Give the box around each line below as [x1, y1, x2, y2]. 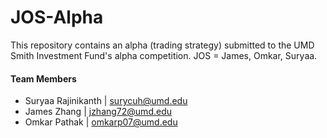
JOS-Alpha [10, 6, 104, 29]
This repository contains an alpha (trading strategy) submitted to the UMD [10, 39, 315, 51]
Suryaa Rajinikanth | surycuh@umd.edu [24, 95, 188, 107]
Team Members [10, 72, 77, 85]
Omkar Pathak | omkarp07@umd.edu [24, 116, 178, 128]
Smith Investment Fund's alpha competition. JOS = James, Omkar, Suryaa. [10, 49, 318, 61]
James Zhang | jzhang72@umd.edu [24, 106, 172, 118]
